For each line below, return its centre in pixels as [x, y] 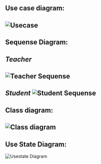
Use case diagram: [35, 8]
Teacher [18, 59]
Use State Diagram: [36, 144]
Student [18, 93]
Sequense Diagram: [37, 42]
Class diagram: [29, 110]
